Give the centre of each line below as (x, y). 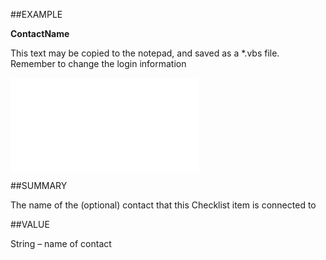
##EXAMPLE (36, 14)
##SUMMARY (39, 185)
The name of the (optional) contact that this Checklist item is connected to (163, 205)
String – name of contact (61, 243)
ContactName (40, 33)
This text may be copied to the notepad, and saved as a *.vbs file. (145, 53)
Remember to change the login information (98, 63)
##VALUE (30, 224)
